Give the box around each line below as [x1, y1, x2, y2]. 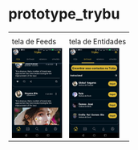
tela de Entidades [69, 36, 127, 46]
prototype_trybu [8, 5, 120, 23]
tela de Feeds [11, 36, 57, 46]
